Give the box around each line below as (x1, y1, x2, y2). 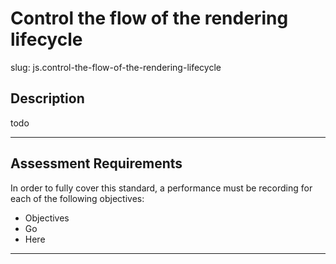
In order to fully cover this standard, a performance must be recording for (10, 182, 313, 194)
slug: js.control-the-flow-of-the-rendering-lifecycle (10, 61, 222, 73)
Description (10, 90, 85, 107)
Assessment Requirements (10, 155, 183, 172)
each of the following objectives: (10, 192, 145, 204)
